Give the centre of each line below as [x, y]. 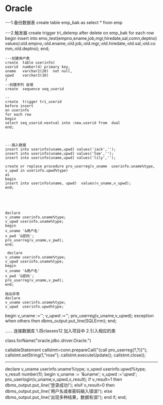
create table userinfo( [30, 63]
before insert [19, 106]
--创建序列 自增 [19, 85]
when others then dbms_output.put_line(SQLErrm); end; [61, 321]
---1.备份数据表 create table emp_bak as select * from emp [64, 22]
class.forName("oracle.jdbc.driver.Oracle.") [48, 340]
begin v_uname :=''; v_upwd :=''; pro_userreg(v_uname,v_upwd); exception [79, 315]
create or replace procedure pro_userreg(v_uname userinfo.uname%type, [80, 166]
